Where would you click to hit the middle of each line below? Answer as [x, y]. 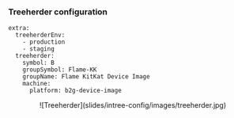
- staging [39, 49]
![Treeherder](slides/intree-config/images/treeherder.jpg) [133, 105]
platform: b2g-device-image [75, 91]
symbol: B [39, 63]
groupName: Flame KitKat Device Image [86, 77]
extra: [19, 29]
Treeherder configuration [58, 12]
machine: [37, 84]
